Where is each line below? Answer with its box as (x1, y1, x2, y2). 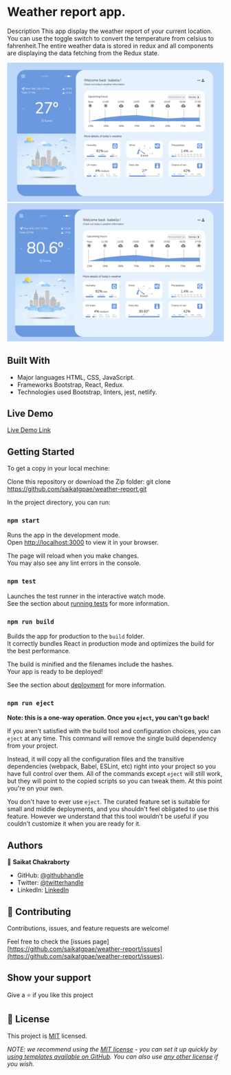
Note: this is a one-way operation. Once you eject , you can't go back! (7, 714, 210, 722)
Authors (7, 839, 43, 851)
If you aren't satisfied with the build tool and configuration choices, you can (7, 727, 221, 735)
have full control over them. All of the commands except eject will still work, (7, 770, 223, 778)
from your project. (7, 741, 58, 750)
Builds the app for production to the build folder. (7, 632, 145, 641)
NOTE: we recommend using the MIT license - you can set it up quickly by (7, 1045, 218, 1053)
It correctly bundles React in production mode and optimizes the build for (7, 639, 214, 648)
